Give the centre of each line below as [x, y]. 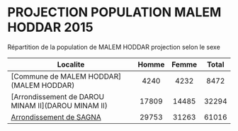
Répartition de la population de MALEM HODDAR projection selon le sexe [114, 47]
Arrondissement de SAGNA [56, 117]
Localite [71, 64]
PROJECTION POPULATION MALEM [114, 12]
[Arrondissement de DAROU [58, 96]
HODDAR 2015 [50, 27]
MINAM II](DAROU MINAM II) [59, 106]
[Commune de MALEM [49, 76]
